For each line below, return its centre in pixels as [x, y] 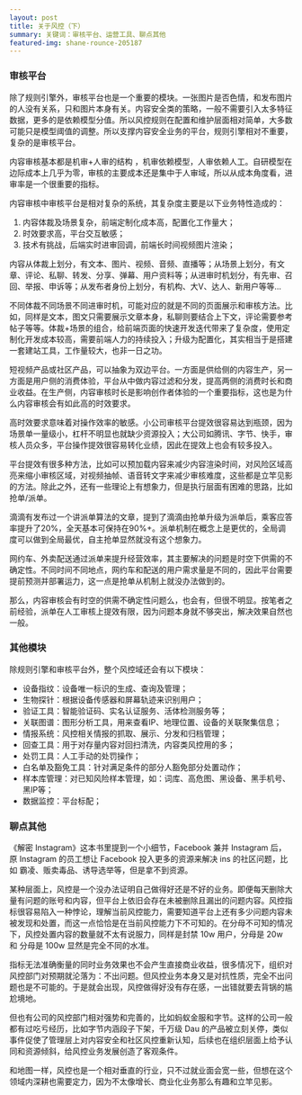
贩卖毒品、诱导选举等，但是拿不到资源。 [118, 870]
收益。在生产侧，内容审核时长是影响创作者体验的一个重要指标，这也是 [147, 391]
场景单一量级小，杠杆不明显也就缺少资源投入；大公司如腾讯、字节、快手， [147, 434]
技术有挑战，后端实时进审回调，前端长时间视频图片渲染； [129, 245]
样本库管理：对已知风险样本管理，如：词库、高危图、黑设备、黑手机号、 [156, 778]
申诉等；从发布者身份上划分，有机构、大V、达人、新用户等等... [164, 286]
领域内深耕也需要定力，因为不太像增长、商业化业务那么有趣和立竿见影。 [143, 1082]
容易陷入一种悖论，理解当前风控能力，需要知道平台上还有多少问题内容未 [159, 912]
